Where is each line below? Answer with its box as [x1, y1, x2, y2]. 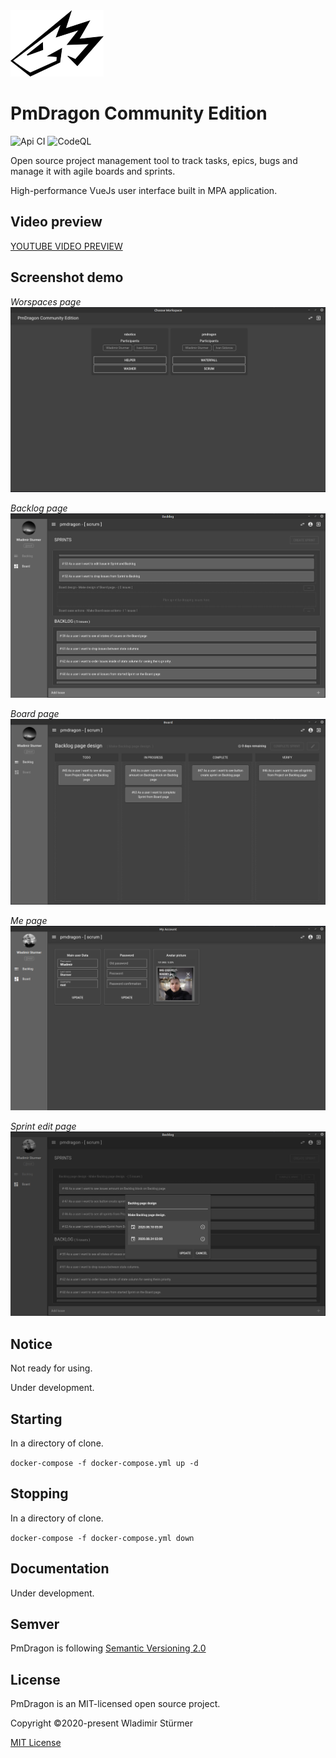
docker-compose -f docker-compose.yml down [10, 1533, 195, 1543]
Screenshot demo [10, 269, 124, 286]
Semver [10, 1616, 60, 1633]
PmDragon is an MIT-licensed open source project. [10, 1698, 221, 1710]
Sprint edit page [10, 1120, 77, 1132]
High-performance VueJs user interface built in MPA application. [10, 184, 278, 196]
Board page [10, 708, 60, 720]
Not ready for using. [10, 1362, 93, 1374]
